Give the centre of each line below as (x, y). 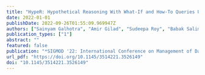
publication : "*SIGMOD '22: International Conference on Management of (99, 51)
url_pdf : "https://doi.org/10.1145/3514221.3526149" (75, 57)
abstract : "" (23, 40)
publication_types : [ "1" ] (39, 34)
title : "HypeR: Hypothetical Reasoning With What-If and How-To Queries (101, 12)
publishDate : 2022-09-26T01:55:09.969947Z (61, 23)
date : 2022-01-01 (28, 18)
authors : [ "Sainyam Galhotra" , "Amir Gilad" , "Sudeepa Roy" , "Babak (95, 29)
